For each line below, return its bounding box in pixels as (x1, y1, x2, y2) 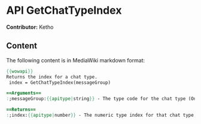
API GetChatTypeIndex (6, 4, 122, 17)
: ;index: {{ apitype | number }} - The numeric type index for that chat (6, 112, 181, 118)
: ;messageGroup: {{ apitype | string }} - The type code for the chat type (6, 96, 186, 102)
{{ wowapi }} (6, 68, 33, 74)
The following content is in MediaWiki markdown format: (6, 56, 145, 63)
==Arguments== (6, 90, 42, 96)
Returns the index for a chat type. (6, 74, 98, 80)
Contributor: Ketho (6, 23, 54, 31)
